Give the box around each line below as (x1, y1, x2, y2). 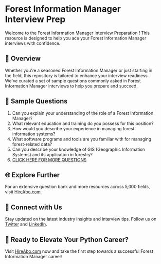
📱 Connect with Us (5, 203, 62, 211)
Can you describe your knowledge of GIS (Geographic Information (12, 146, 145, 152)
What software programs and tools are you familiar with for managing (12, 136, 152, 142)
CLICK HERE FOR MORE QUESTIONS (12, 157, 87, 162)
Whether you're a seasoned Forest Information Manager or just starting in (5, 67, 153, 73)
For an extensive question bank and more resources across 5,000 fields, (5, 184, 150, 190)
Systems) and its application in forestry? (12, 151, 93, 157)
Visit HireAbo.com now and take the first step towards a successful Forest (5, 248, 154, 254)
